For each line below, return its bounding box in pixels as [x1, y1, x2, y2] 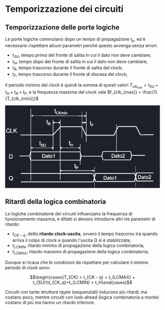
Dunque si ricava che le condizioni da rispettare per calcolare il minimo [5, 260, 149, 266]
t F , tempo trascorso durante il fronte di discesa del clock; [12, 71, 128, 78]
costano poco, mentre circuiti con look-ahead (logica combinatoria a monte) [5, 294, 159, 300]
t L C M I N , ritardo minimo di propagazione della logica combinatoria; [12, 242, 145, 249]
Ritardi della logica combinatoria [5, 198, 107, 206]
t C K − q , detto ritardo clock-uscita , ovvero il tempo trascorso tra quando [12, 231, 158, 238]
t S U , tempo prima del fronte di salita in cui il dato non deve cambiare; [12, 52, 152, 59]
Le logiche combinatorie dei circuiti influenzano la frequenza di [5, 210, 133, 216]
